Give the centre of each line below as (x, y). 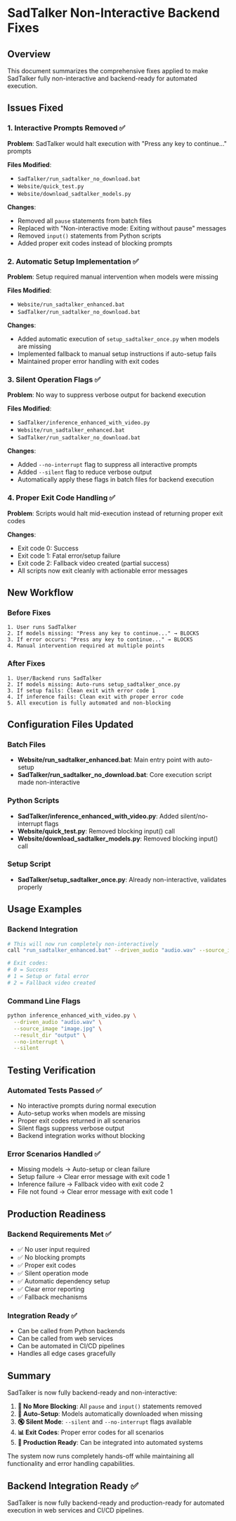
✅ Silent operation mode (53, 1273)
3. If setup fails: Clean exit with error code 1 (81, 690)
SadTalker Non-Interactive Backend (113, 13)
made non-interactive (49, 782)
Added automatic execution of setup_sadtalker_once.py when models (118, 338)
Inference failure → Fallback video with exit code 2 (91, 1184)
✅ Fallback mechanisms (52, 1297)
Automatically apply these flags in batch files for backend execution (116, 479)
